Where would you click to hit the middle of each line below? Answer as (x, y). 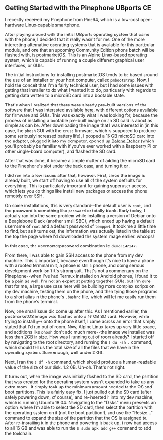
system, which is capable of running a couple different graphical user (75, 60)
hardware (15, 25)
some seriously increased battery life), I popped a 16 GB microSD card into (80, 136)
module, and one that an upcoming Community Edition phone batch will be (80, 50)
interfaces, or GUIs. (25, 65)
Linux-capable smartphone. (53, 25)
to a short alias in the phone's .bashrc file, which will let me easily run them (80, 297)
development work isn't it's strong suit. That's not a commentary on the (77, 271)
